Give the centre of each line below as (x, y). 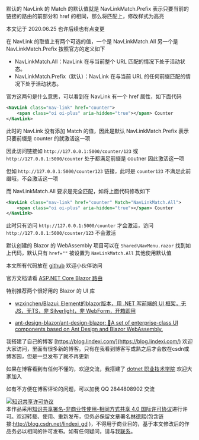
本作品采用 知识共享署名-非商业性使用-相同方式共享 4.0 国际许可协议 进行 (94, 409)
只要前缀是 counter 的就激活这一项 (48, 138)
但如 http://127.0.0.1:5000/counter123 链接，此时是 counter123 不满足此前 (99, 171)
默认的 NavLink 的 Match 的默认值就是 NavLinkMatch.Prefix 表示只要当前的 (98, 9)
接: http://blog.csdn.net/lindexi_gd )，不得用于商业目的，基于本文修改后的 (95, 424)
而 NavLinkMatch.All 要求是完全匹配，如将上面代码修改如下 (78, 191)
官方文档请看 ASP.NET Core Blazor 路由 (54, 278)
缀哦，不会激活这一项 (32, 178)
